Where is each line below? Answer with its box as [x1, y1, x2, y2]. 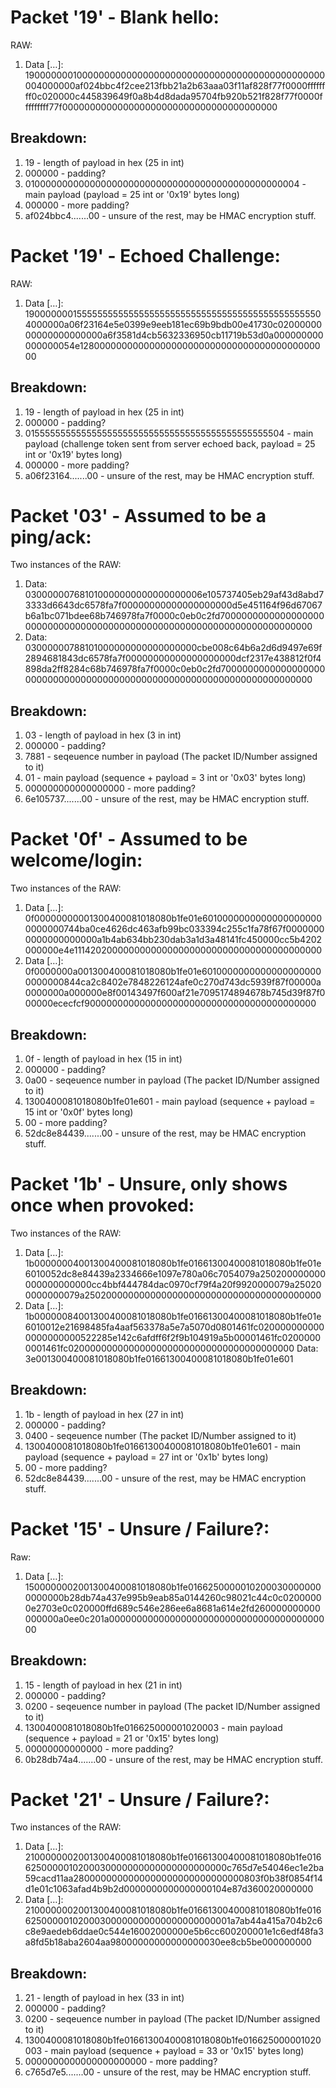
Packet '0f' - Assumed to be [10, 828, 248, 851]
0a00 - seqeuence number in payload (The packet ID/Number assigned [24, 1074, 320, 1086]
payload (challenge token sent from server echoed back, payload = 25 [24, 437, 316, 450]
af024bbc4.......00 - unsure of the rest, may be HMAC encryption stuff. [24, 209, 317, 221]
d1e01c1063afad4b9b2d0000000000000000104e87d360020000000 [24, 1883, 314, 1895]
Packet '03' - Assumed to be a [10, 504, 267, 527]
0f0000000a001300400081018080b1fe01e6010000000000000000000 [24, 966, 322, 978]
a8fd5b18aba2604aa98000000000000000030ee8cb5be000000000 [24, 1936, 312, 1948]
